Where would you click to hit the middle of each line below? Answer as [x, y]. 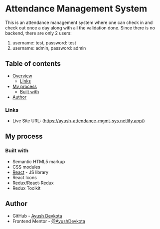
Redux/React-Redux [33, 183]
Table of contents [33, 64]
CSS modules [26, 167]
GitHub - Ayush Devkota [37, 216]
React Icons [25, 177]
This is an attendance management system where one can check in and [79, 22]
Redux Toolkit [26, 188]
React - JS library [30, 172]
